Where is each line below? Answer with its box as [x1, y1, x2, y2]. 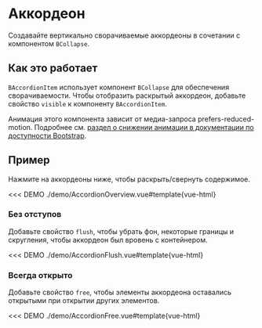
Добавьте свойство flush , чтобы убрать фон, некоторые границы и [8, 226, 235, 236]
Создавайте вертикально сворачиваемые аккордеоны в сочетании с [8, 31, 241, 40]
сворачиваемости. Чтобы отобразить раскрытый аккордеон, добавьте [8, 91, 246, 100]
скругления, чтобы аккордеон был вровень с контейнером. [8, 235, 208, 244]
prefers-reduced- [197, 114, 255, 124]
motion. [8, 122, 33, 132]
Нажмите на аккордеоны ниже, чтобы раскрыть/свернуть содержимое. [8, 174, 251, 184]
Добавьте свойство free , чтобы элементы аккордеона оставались [8, 287, 232, 297]
